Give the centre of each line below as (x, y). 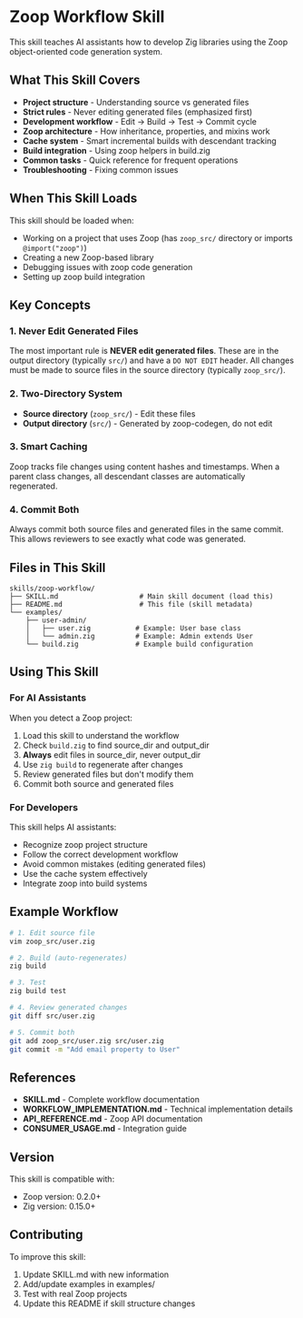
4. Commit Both (44, 509)
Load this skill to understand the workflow (101, 735)
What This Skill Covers (75, 80)
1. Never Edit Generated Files (74, 331)
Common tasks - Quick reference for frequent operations (130, 160)
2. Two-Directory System (66, 394)
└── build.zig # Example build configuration (140, 644)
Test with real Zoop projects (75, 1293)
